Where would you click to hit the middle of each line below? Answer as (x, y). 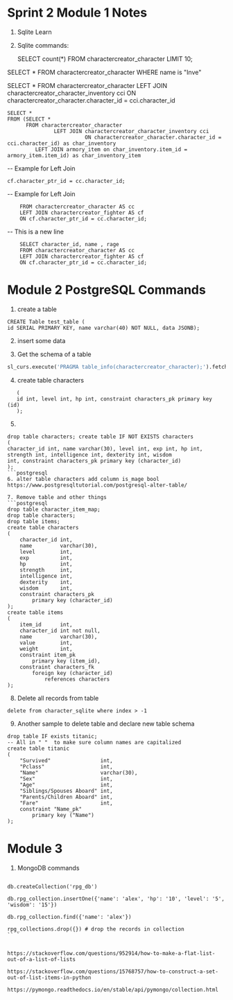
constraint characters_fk (57, 667)
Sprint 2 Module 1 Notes (77, 13)
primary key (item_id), (66, 661)
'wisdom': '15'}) (32, 905)
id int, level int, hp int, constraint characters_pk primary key (114, 399)
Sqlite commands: (43, 45)
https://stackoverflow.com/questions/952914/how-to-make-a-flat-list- (111, 953)
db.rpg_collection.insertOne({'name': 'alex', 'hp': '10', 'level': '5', (116, 899)
